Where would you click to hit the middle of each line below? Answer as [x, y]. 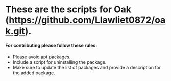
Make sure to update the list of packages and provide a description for [87, 68]
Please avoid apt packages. [42, 57]
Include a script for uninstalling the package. [59, 62]
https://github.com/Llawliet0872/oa [87, 20]
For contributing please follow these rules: [51, 45]
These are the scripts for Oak [68, 9]
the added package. [34, 73]
